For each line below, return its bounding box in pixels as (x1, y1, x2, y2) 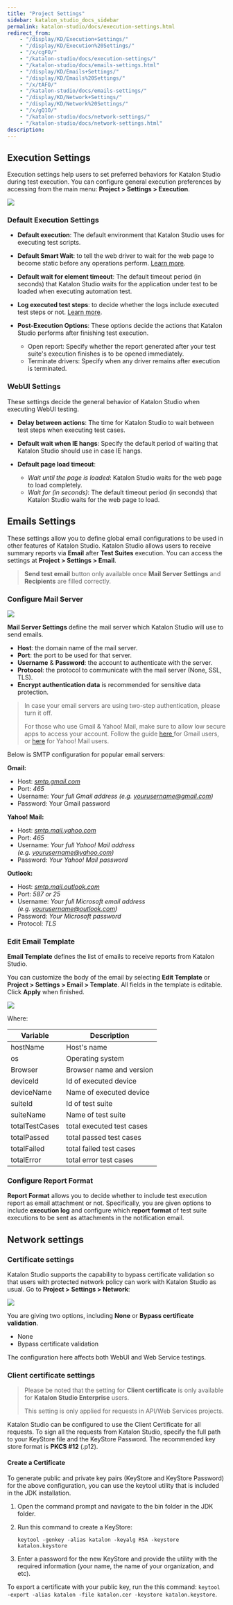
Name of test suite (65, 1110, 126, 1120)
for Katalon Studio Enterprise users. (24, 1394, 130, 1402)
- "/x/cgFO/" (19, 49, 58, 56)
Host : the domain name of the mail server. (17, 643, 138, 652)
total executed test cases (65, 1121, 148, 1131)
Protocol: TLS (17, 919, 57, 928)
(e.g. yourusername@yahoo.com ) (17, 848, 114, 856)
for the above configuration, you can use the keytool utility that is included (7, 1481, 220, 1489)
